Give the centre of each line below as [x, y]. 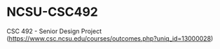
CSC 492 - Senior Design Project [54, 31]
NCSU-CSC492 [53, 12]
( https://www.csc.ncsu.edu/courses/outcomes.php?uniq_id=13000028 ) [110, 38]
